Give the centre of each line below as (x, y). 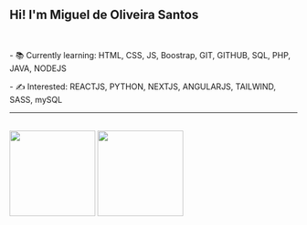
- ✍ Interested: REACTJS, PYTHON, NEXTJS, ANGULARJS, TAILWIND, (143, 87)
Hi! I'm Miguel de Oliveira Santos (104, 15)
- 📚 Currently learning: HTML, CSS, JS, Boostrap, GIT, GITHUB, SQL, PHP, (150, 55)
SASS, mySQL (36, 99)
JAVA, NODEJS (38, 68)
